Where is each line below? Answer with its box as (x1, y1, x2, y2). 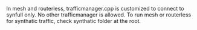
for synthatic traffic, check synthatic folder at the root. (6, 18, 141, 24)
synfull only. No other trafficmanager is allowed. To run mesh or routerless (6, 11, 192, 18)
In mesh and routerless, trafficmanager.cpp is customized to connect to (6, 5, 184, 12)
